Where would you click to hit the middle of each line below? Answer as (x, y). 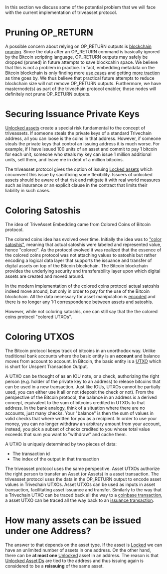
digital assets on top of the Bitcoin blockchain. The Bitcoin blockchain (77, 265)
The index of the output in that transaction (56, 459)
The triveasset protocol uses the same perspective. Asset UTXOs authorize (83, 468)
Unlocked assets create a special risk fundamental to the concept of (75, 128)
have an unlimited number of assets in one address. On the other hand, (78, 550)
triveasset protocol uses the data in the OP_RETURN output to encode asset (83, 479)
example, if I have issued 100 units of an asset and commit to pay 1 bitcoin (81, 149)
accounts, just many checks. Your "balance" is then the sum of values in (79, 413)
